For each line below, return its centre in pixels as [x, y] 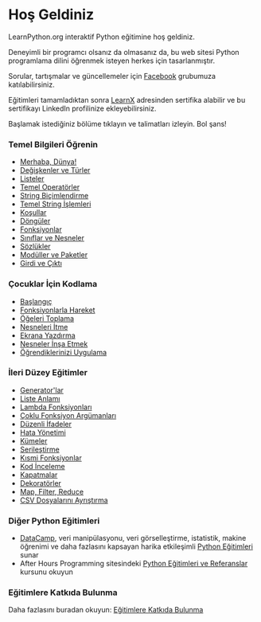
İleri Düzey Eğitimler [48, 373]
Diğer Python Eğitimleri [54, 521]
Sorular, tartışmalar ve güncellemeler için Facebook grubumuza [112, 76]
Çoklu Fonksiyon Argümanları [68, 415]
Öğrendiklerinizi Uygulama [63, 352]
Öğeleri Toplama [47, 318]
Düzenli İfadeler [45, 424]
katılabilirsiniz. [31, 84]
